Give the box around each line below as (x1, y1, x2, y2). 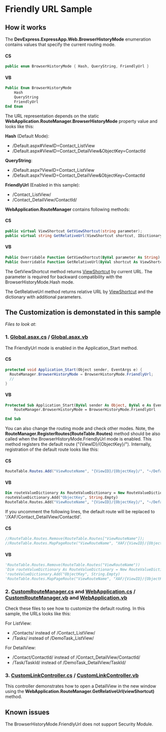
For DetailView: (5, 644, 36, 650)
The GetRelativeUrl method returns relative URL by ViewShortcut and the (5, 289, 154, 294)
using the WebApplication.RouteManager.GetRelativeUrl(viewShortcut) (5, 688, 155, 694)
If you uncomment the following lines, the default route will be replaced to (5, 508, 155, 514)
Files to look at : (5, 321, 37, 327)
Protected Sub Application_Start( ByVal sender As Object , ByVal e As (5, 402, 152, 408)
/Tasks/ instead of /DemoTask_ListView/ (12, 635, 94, 641)
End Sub (5, 417, 21, 422)
